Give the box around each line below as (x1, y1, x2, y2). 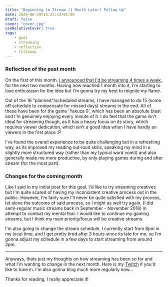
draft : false (5, 16, 32, 21)
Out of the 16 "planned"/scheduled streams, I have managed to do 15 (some (5, 97, 161, 103)
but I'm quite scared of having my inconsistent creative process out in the (5, 189, 157, 195)
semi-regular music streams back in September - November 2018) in (5, 205, 146, 211)
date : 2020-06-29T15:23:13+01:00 (5, 12, 75, 17)
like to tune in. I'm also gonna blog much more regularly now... (5, 266, 133, 272)
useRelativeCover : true (5, 26, 55, 31)
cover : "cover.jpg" (5, 21, 46, 26)
